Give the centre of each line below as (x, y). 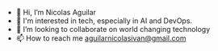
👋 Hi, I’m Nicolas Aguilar (56, 12)
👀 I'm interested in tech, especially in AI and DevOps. (104, 21)
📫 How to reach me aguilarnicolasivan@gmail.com (101, 38)
